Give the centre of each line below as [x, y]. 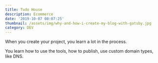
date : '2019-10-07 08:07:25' [35, 19]
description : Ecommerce [29, 14]
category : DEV [20, 28]
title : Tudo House [24, 10]
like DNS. [14, 56]
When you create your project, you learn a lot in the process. [66, 42]
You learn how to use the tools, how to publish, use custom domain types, [79, 51]
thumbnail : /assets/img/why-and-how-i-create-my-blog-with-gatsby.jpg [78, 23]
